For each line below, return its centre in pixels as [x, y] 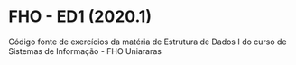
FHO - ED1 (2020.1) [80, 17]
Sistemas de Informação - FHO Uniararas [85, 51]
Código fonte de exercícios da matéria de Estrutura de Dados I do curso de [148, 42]
